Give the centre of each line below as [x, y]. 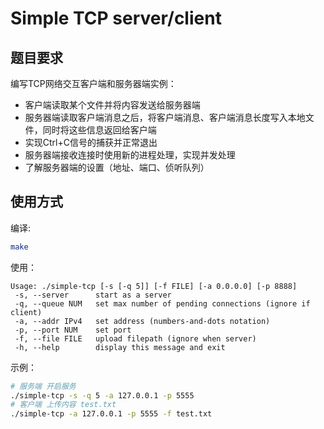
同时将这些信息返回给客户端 [99, 130]
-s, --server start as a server [93, 295]
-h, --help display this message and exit [120, 347]
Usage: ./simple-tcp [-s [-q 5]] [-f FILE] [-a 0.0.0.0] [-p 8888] [154, 286]
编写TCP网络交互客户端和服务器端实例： [93, 83]
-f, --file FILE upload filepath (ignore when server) [135, 338]
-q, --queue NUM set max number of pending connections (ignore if [162, 303]
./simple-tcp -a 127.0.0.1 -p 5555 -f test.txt [111, 414]
